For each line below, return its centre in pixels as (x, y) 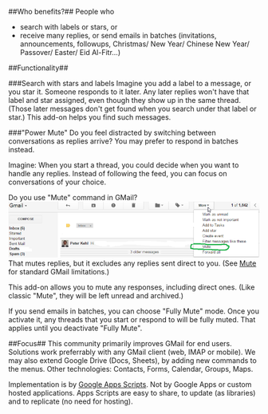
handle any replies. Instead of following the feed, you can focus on (118, 173)
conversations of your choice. (57, 182)
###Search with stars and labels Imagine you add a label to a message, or (130, 83)
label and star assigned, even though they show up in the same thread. (125, 100)
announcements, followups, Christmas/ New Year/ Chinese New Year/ (134, 44)
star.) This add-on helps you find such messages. (90, 117)
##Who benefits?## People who (61, 12)
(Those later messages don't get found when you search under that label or (132, 108)
